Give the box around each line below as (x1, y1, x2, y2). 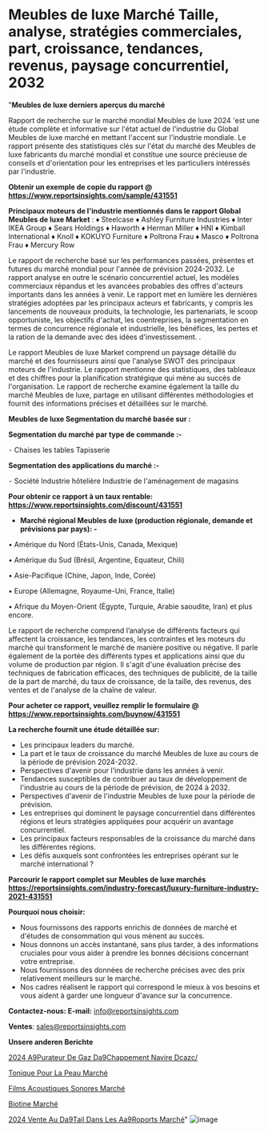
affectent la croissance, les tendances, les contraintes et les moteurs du (8, 634, 246, 643)
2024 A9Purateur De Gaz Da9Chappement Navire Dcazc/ (8, 1052, 198, 1062)
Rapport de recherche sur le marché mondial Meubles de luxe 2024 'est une (8, 115, 260, 125)
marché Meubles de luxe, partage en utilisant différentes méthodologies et (8, 390, 254, 399)
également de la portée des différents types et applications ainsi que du (8, 650, 246, 661)
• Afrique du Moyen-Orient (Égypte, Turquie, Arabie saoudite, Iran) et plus (8, 602, 253, 611)
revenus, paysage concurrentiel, (8, 57, 230, 75)
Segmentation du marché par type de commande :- (8, 430, 182, 439)
